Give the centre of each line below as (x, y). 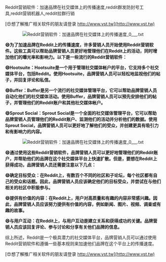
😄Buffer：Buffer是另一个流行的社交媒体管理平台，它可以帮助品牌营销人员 (81, 90)
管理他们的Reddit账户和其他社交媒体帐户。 (62, 103)
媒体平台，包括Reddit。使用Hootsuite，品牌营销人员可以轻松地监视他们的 (81, 74)
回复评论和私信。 (35, 80)
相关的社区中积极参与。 (29, 188)
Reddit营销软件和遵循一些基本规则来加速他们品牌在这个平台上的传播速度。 (81, 244)
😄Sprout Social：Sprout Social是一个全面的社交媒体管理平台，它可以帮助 (81, 113)
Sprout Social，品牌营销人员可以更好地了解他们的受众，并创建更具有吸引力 (82, 125)
